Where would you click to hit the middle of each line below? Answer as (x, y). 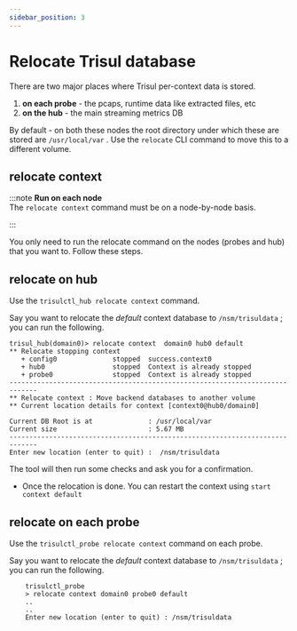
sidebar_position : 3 (47, 17)
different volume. (40, 148)
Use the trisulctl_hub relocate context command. (105, 301)
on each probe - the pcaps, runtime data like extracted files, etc (139, 103)
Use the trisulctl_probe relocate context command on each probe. (136, 543)
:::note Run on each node (56, 198)
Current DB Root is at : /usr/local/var (111, 422)
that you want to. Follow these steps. (76, 252)
